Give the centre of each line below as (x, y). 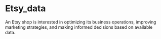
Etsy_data (25, 9)
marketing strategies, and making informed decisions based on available (79, 27)
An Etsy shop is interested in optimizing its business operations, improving (81, 22)
